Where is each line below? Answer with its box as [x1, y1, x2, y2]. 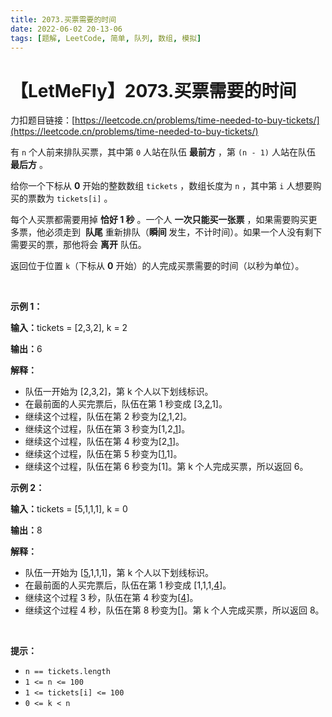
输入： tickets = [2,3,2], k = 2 [10, 322, 128, 334]
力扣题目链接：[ [10, 114, 76, 126]
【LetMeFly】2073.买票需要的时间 [10, 79, 297, 102]
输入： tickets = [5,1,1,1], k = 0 [10, 503, 128, 515]
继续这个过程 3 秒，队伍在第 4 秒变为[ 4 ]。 [24, 592, 199, 604]
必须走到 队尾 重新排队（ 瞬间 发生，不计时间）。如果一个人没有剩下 [44, 226, 323, 238]
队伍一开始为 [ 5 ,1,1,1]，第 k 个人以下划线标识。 [24, 567, 214, 579]
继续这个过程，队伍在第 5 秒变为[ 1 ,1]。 [24, 448, 183, 460]
